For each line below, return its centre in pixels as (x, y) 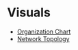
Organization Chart (44, 32)
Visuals (29, 13)
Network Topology (43, 38)
